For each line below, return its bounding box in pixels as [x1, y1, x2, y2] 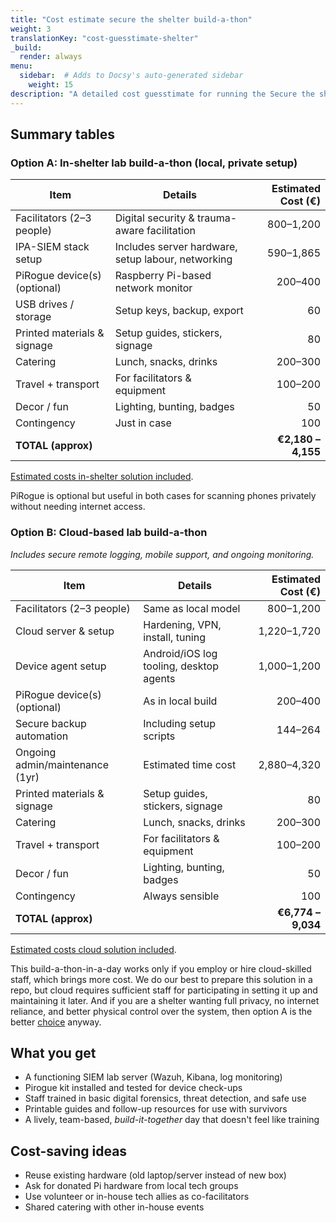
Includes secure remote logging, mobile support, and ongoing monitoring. [10, 548, 315, 560]
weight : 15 [28, 80, 74, 90]
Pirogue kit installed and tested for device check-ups [24, 1082, 243, 1094]
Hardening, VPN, [143, 617, 222, 631]
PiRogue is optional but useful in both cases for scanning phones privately [10, 490, 317, 502]
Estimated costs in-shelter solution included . [10, 471, 194, 483]
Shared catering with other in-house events [24, 1201, 205, 1213]
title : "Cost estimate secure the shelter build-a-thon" [10, 14, 253, 25]
